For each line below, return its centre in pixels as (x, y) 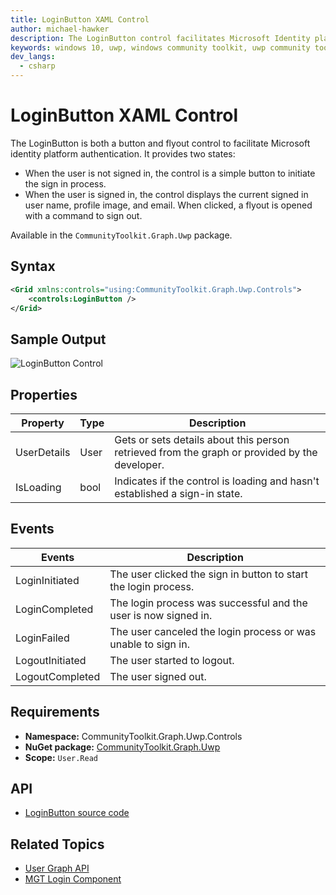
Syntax (33, 266)
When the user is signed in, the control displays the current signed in (166, 194)
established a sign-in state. (178, 493)
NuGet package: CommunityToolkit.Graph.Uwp (122, 747)
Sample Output (58, 339)
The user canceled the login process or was (213, 631)
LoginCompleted (54, 609)
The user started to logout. (172, 660)
